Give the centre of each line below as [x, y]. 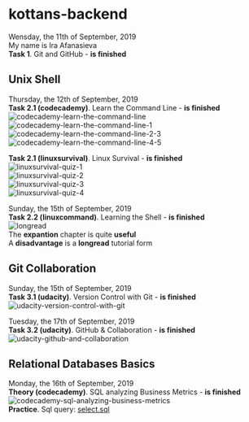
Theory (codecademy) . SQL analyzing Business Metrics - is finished [125, 392]
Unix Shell [35, 79]
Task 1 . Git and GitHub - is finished [68, 54]
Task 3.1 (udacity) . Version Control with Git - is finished [103, 297]
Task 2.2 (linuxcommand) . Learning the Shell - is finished [107, 217]
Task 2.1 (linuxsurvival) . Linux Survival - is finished [96, 158]
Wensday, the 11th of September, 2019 [72, 37]
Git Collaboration [52, 269]
